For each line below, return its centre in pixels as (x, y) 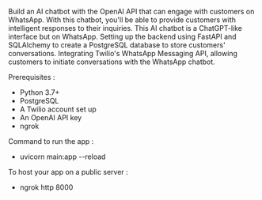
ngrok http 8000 (46, 187)
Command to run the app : (51, 141)
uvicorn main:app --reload (63, 157)
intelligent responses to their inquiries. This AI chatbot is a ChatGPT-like (125, 28)
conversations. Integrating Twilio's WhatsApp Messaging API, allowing (123, 53)
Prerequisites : (32, 77)
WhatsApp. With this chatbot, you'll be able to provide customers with (122, 20)
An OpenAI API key (51, 117)
